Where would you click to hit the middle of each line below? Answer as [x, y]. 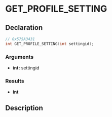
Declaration [24, 28]
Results [15, 81]
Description [24, 108]
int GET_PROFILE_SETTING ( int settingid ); [50, 44]
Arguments [20, 57]
